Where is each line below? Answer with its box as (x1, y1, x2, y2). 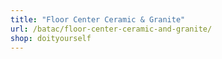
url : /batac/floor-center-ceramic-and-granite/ (10, 24, 213, 34)
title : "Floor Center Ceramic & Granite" (10, 14, 186, 25)
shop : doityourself (10, 33, 92, 43)
